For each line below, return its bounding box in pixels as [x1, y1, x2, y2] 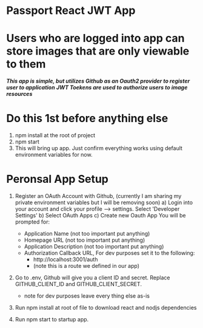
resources [6, 91, 33, 98]
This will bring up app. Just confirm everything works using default [15, 145, 183, 152]
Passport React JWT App [6, 4, 136, 18]
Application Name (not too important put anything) [24, 230, 150, 237]
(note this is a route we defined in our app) [33, 262, 140, 269]
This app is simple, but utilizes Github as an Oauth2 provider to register [6, 77, 190, 85]
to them [6, 57, 46, 71]
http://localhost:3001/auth [33, 256, 98, 263]
